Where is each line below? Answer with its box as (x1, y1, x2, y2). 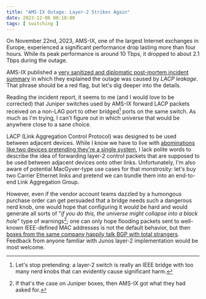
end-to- (175, 172, 196, 179)
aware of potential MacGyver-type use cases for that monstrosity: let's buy (6, 165, 196, 173)
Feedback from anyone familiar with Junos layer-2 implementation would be (6, 237, 199, 244)
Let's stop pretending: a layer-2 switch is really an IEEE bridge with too (15, 261, 194, 268)
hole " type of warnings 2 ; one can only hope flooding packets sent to (6, 216, 180, 225)
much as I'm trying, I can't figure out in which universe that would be (6, 114, 180, 122)
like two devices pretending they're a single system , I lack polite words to (6, 146, 191, 153)
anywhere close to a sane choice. (6, 121, 91, 128)
